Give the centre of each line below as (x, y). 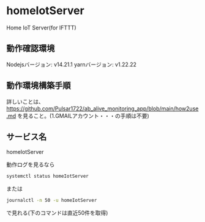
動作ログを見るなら (31, 165)
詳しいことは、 (25, 101)
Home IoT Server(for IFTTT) (41, 28)
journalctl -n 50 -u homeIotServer (52, 201)
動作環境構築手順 (39, 86)
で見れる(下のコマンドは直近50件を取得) (57, 213)
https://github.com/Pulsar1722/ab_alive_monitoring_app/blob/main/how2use (102, 109)
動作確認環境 (31, 49)
